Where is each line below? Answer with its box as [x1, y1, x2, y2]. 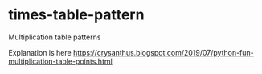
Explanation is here [8, 47, 72, 57]
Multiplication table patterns [8, 32, 101, 42]
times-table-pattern [8, 6, 145, 24]
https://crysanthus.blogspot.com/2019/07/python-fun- [72, 47, 255, 57]
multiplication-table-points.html [8, 56, 113, 66]
